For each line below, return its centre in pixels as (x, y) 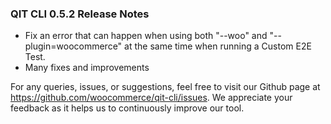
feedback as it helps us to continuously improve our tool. (127, 108)
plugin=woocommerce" (73, 46)
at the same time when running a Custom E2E (218, 46)
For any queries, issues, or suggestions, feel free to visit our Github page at (165, 87)
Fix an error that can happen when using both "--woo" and (146, 36)
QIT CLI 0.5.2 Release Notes (80, 14)
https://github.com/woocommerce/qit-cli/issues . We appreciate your (151, 98)
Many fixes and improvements (87, 68)
